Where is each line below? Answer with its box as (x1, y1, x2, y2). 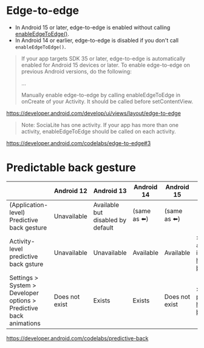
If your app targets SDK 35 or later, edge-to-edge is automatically (21, 55, 186, 62)
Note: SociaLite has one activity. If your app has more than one (21, 121, 179, 128)
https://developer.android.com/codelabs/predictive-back (6, 335, 149, 342)
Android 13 (93, 186, 127, 195)
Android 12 (53, 186, 87, 195)
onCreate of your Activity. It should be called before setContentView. (21, 98, 194, 105)
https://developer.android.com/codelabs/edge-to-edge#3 (6, 139, 151, 146)
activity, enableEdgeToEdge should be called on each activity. (21, 128, 176, 135)
